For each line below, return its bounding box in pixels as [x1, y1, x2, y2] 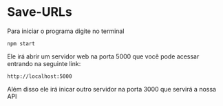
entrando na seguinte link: [7, 59, 81, 67]
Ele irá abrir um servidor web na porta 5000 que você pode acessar [7, 52, 200, 61]
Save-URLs [7, 4, 72, 20]
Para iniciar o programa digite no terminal [7, 27, 125, 35]
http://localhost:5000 [7, 73, 72, 80]
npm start [7, 40, 36, 47]
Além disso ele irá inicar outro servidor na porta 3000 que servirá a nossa [7, 85, 217, 93]
